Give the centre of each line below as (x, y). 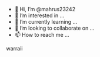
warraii (14, 48)
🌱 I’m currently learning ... (46, 22)
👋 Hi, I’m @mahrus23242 (45, 9)
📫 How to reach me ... (42, 35)
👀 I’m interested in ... (39, 15)
